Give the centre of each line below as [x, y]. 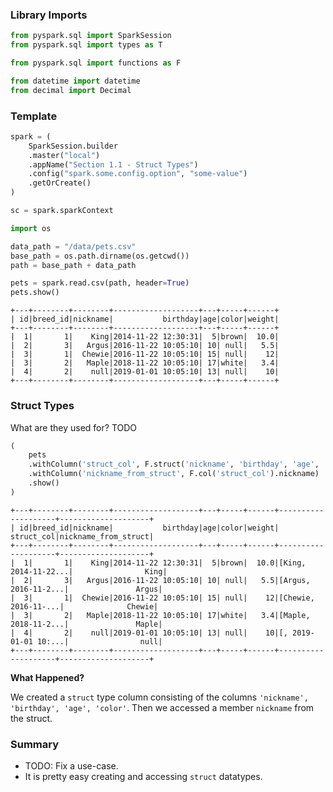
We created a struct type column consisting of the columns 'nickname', [159, 697]
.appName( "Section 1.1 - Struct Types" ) [113, 164]
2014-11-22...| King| [89, 571]
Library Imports [49, 15]
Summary [35, 744]
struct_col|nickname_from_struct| [82, 536]
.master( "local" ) [64, 155]
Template [34, 116]
